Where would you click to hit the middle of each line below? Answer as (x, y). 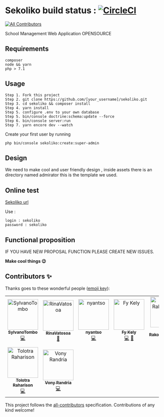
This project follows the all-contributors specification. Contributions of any (80, 405)
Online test (22, 190)
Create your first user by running (38, 134)
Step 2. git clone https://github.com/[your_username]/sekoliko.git (76, 99)
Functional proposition (40, 240)
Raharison (23, 385)
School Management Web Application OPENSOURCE (58, 33)
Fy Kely (129, 332)
